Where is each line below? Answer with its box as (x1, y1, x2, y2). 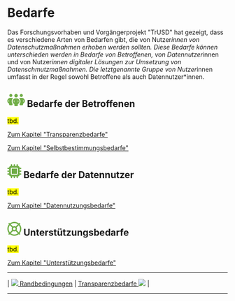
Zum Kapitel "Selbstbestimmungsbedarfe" (7, 143, 129, 152)
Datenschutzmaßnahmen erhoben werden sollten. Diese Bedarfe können (7, 43, 218, 51)
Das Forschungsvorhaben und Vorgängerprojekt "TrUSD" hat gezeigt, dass (7, 28, 224, 36)
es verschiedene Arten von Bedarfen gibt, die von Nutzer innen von (7, 35, 200, 43)
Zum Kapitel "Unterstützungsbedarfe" (7, 258, 117, 267)
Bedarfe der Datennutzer (23, 169, 134, 181)
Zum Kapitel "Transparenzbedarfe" (7, 130, 108, 138)
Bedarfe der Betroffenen (27, 98, 135, 110)
